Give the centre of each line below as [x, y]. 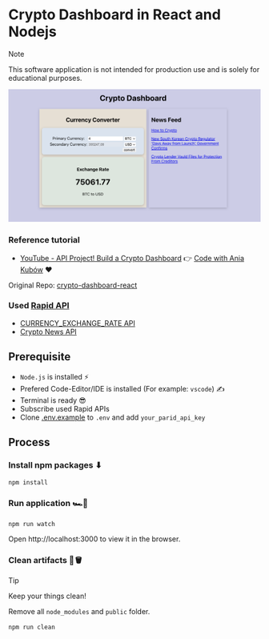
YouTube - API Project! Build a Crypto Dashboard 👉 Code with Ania [132, 258]
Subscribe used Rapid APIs [64, 408]
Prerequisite [40, 357]
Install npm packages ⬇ [55, 464]
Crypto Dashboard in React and [115, 15]
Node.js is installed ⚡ [54, 376]
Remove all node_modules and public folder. [79, 611]
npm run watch [32, 524]
